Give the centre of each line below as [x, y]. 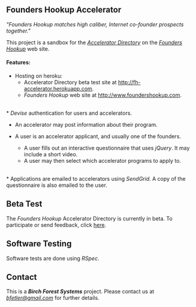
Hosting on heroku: [39, 76]
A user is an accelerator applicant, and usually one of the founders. [98, 136]
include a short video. [51, 154]
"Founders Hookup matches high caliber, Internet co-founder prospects [95, 24]
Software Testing [39, 244]
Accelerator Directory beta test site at [70, 82]
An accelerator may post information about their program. [86, 125]
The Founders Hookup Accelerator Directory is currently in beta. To [89, 218]
